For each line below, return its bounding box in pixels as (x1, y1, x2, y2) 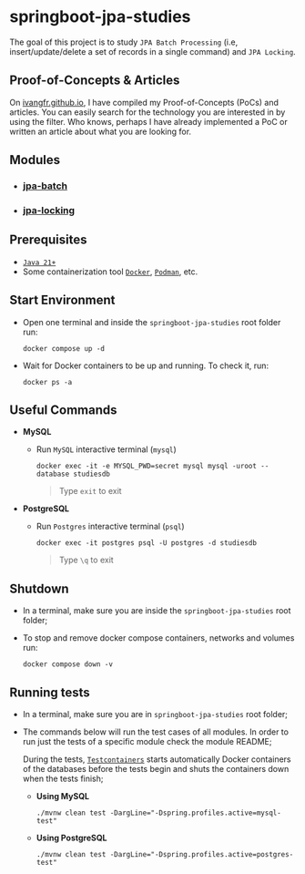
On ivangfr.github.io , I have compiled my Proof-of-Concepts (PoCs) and (9, 97, 280, 108)
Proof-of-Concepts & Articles (9, 73, 180, 88)
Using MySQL (36, 791, 89, 802)
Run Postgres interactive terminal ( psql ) (36, 521, 185, 532)
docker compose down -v (22, 660, 114, 669)
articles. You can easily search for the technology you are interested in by (9, 107, 286, 118)
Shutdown (9, 581, 70, 596)
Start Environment (9, 293, 116, 308)
